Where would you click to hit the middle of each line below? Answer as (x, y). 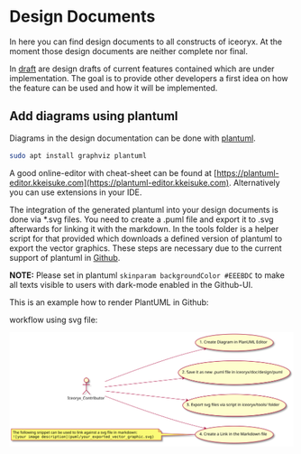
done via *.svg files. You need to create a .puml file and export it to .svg (141, 219)
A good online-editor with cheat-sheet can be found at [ (113, 172)
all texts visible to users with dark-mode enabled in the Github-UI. (131, 284)
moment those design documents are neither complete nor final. (129, 51)
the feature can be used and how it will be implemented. (114, 88)
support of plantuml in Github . (65, 257)
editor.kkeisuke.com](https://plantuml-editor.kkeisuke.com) (119, 182)
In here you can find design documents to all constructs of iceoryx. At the (146, 42)
